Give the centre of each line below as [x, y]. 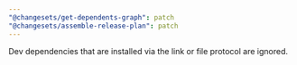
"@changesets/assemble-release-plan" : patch [93, 26]
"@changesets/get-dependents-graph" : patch [92, 17]
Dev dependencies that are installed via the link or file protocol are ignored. [148, 51]
